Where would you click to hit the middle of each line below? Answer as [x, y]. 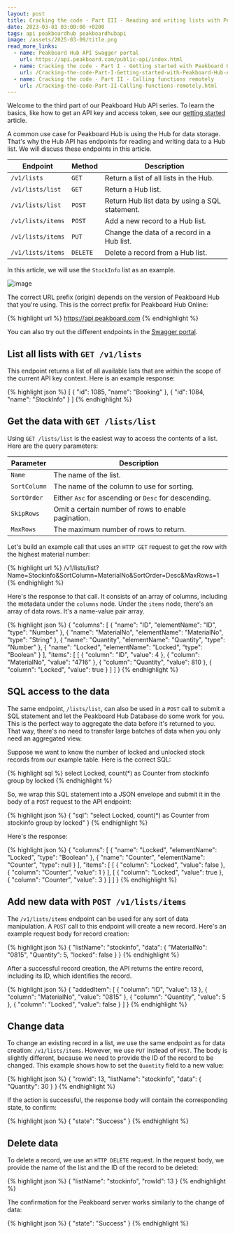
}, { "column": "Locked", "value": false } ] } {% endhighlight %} [97, 1004]
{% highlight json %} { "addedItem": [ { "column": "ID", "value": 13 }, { [107, 989]
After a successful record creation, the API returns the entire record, [106, 968]
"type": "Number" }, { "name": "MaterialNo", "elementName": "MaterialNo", [115, 632]
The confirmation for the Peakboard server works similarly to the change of [116, 1202]
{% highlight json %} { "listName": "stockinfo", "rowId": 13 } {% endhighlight [116, 1181]
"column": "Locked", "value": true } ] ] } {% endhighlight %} [93, 669]
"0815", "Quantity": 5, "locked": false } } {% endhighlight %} [93, 955]
